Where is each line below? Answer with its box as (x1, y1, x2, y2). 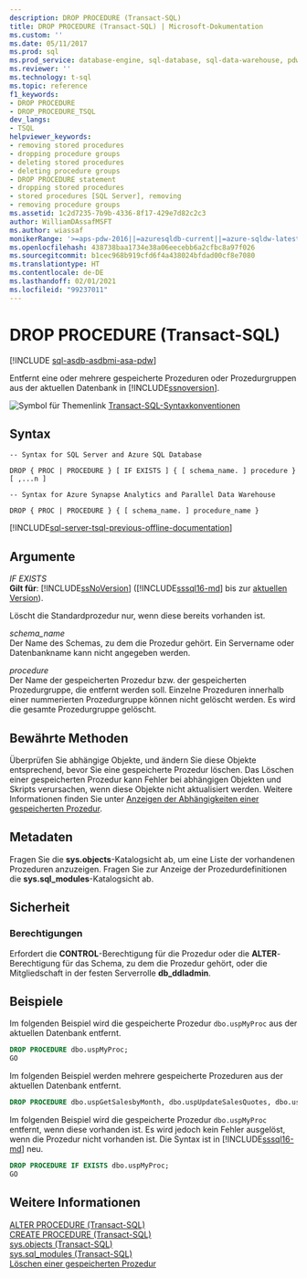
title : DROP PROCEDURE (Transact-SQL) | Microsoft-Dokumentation (9, 22, 263, 31)
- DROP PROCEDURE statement (9, 174, 117, 184)
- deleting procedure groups (9, 166, 121, 175)
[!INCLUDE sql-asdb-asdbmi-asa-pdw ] (9, 354, 157, 365)
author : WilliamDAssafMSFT (9, 217, 112, 227)
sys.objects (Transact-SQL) (9, 1239, 113, 1250)
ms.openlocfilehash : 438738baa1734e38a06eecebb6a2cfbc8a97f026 (9, 243, 256, 252)
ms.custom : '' (9, 30, 64, 39)
